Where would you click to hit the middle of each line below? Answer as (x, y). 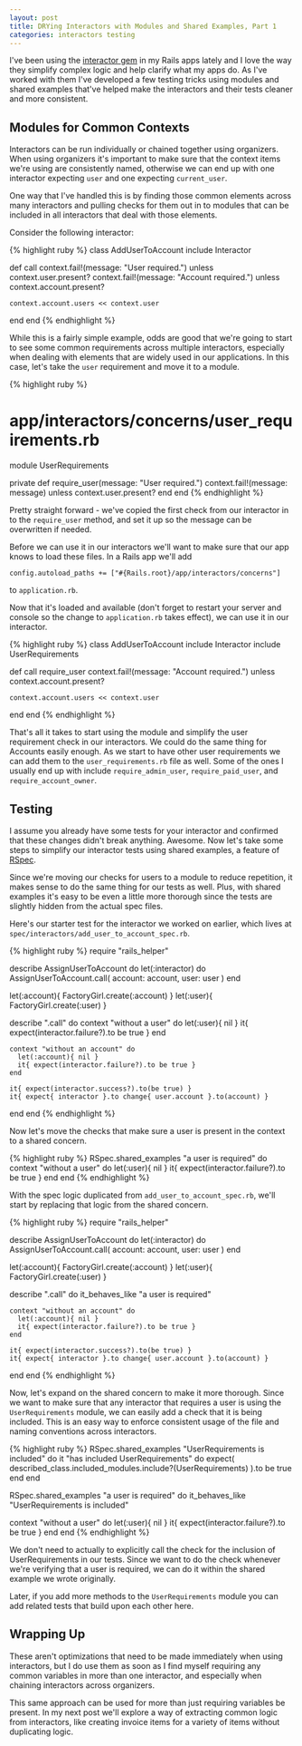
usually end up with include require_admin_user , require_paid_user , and (144, 771)
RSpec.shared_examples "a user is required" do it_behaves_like (127, 1495)
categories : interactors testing (72, 34)
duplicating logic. (42, 1731)
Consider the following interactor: (71, 233)
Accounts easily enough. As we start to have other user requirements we (145, 752)
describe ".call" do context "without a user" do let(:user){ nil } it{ (129, 1023)
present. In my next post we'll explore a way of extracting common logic (144, 1712)
